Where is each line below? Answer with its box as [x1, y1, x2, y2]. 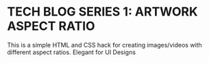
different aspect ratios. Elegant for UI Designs [7, 48, 136, 56]
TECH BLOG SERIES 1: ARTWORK [7, 4, 198, 20]
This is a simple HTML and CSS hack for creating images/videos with [7, 41, 202, 49]
